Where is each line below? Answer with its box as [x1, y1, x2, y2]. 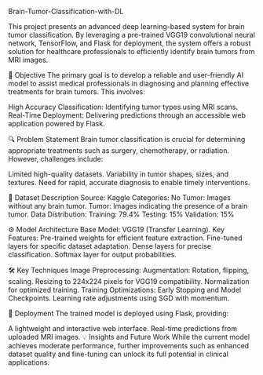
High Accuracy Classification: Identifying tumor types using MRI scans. [8, 102, 238, 111]
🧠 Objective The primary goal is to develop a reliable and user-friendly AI [8, 71, 244, 79]
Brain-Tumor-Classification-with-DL [8, 7, 124, 16]
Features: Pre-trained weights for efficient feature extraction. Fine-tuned [8, 233, 243, 242]
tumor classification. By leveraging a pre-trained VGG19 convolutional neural [8, 31, 255, 39]
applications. [8, 358, 49, 367]
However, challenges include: [8, 155, 104, 163]
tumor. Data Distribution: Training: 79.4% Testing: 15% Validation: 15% [8, 209, 235, 219]
